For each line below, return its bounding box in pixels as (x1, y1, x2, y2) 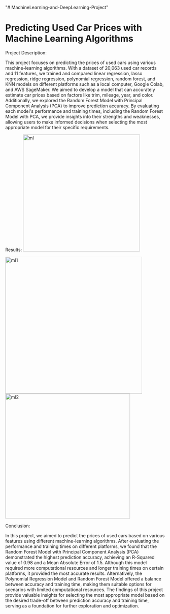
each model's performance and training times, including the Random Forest (5, 108, 163, 114)
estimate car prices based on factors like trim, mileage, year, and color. (5, 91, 154, 98)
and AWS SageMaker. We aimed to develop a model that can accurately (5, 86, 156, 93)
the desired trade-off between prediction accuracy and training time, (5, 597, 149, 603)
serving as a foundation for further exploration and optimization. (5, 602, 140, 609)
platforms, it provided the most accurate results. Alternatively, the (5, 570, 142, 576)
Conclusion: (5, 523, 30, 529)
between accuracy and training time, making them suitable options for (5, 581, 152, 587)
